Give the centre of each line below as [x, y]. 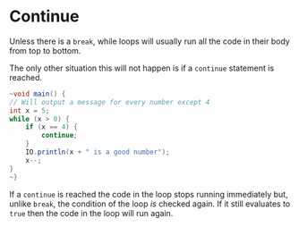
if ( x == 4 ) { [51, 127]
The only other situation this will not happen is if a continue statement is [142, 68]
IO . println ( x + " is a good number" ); [98, 152]
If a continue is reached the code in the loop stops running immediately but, [149, 194]
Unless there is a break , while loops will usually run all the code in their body [150, 41]
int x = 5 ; [30, 110]
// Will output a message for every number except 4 [110, 102]
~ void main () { [38, 94]
